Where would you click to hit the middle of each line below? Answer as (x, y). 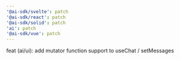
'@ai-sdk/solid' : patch (36, 23)
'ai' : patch (21, 28)
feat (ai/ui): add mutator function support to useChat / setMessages (90, 50)
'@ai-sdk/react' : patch (36, 17)
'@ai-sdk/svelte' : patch (37, 12)
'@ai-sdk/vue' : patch (33, 34)
